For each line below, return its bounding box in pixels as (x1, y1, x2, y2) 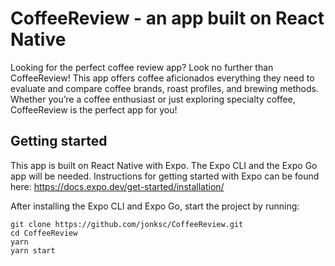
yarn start (10, 245, 56, 256)
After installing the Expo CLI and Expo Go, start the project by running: (10, 200, 300, 212)
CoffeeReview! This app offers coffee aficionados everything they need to (10, 72, 315, 84)
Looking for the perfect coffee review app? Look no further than (10, 61, 274, 73)
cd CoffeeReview (10, 228, 78, 238)
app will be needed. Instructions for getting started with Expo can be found (10, 170, 320, 182)
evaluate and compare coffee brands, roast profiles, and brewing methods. (10, 82, 319, 94)
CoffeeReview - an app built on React (10, 7, 325, 30)
